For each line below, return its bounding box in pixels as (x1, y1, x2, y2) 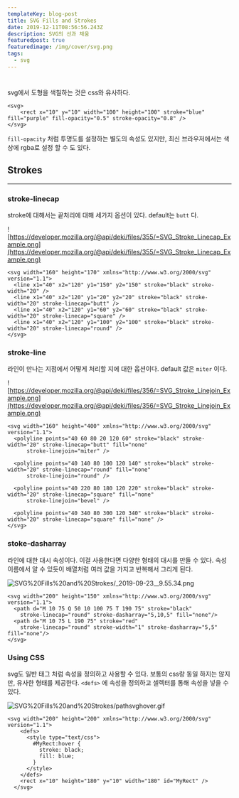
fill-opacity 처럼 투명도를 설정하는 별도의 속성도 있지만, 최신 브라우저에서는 (7, 134, 223, 143)
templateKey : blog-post (7, 10, 78, 18)
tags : (7, 50, 23, 58)
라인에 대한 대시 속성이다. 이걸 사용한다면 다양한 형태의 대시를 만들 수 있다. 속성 (7, 556, 228, 564)
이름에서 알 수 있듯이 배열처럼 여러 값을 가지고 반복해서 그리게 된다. (7, 564, 193, 573)
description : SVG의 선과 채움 (7, 30, 90, 38)
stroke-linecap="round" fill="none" (42, 466, 152, 473)
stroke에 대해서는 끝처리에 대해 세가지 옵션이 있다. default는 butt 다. (7, 211, 199, 220)
